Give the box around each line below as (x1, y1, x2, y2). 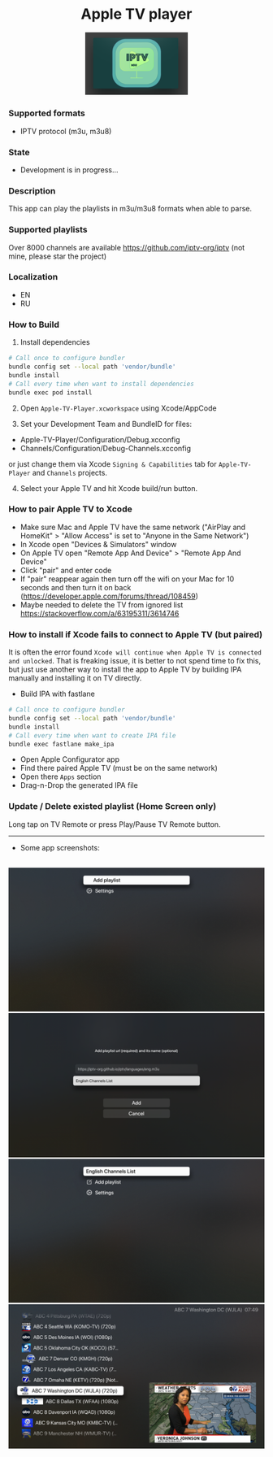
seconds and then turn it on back (19, 582, 132, 592)
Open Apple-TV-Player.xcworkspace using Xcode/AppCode (19, 403, 217, 413)
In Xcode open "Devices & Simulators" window (19, 539, 177, 549)
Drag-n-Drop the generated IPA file (19, 781, 138, 790)
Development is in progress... (19, 164, 119, 175)
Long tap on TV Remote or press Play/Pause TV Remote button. (8, 819, 221, 829)
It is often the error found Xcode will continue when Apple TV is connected (8, 647, 262, 657)
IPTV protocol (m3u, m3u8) (19, 126, 112, 136)
